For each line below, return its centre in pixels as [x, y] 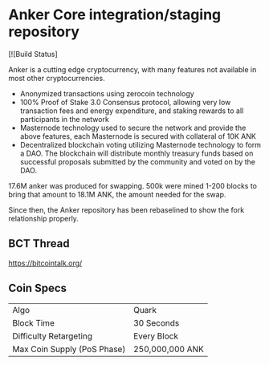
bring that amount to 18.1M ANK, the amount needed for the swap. [117, 194]
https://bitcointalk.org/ [45, 263]
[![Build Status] [33, 54]
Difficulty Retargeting [53, 336]
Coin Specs [37, 288]
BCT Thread [39, 243]
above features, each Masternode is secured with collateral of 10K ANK [138, 136]
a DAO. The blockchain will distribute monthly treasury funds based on [137, 153]
